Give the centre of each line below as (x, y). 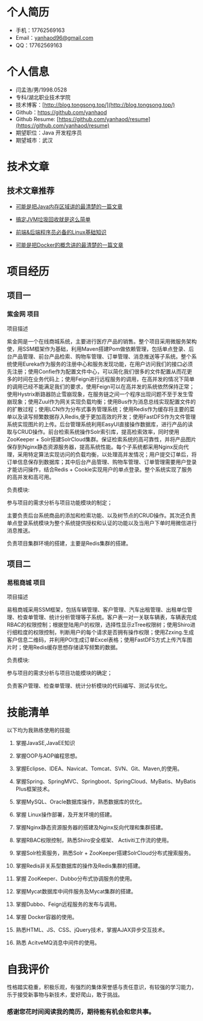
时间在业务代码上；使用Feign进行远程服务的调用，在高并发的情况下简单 (106, 379)
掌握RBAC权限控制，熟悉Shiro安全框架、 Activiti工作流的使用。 (94, 840)
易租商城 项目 (26, 583)
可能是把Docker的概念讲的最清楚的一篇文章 (70, 245)
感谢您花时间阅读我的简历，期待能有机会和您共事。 (81, 1012)
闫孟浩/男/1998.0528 (41, 90)
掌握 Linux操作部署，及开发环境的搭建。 (65, 815)
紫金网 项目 (23, 314)
